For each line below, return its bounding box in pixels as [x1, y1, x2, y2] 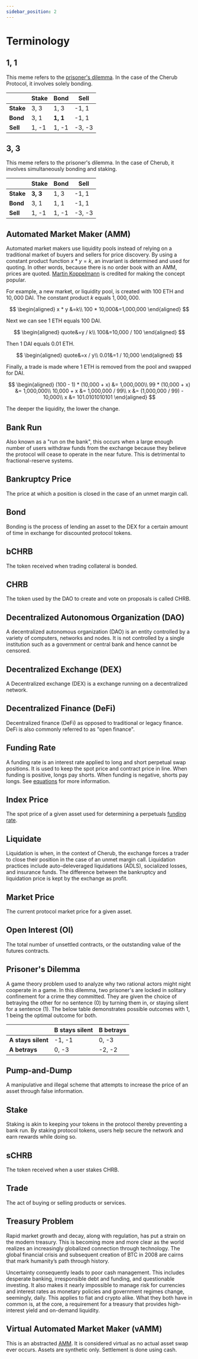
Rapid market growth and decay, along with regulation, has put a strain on [6, 1232, 186, 1239]
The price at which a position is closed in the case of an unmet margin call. [6, 490, 189, 497]
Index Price [6, 794, 49, 804]
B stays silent [54, 1025, 93, 1034]
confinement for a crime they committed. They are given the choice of [6, 993, 177, 1000]
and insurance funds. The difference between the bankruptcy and [6, 869, 167, 876]
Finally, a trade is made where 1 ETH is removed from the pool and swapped [6, 363, 191, 370]
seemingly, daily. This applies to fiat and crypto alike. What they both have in [6, 1294, 193, 1301]
